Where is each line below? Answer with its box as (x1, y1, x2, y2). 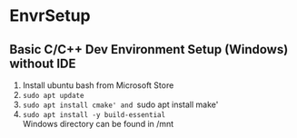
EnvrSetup (9, 5, 91, 26)
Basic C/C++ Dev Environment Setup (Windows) (9, 42, 289, 57)
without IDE (9, 55, 76, 71)
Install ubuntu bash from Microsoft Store (22, 80, 174, 91)
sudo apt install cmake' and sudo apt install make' (22, 99, 219, 110)
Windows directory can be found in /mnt (22, 119, 174, 129)
